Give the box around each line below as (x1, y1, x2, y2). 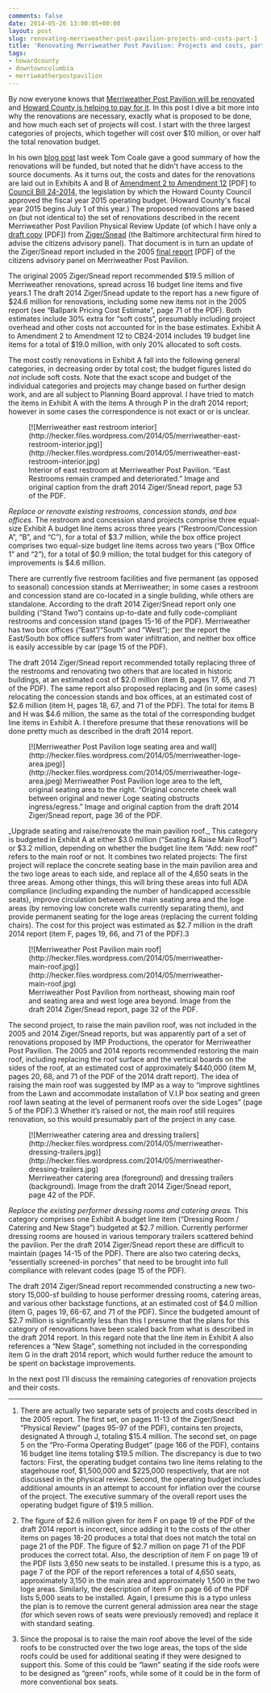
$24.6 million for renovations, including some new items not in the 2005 (8, 296, 247, 306)
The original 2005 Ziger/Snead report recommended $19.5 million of (8, 271, 236, 281)
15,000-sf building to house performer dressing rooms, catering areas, (27, 1290, 262, 1299)
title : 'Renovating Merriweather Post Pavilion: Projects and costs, (8, 42, 248, 50)
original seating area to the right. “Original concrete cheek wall (28, 784, 236, 794)
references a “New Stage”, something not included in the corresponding (8, 1341, 248, 1351)
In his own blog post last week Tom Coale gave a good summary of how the (8, 152, 261, 162)
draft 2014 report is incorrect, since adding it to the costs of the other (19, 1524, 251, 1533)
